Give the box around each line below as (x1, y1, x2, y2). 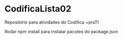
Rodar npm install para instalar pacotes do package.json (4, 28, 118, 34)
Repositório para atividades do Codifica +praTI (4, 19, 99, 25)
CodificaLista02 (4, 3, 72, 14)
